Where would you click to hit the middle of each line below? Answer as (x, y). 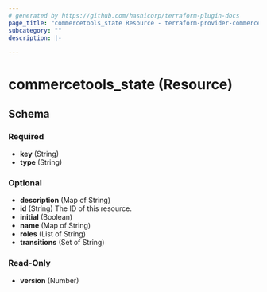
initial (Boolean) (46, 217)
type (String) (41, 162)
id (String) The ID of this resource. (76, 208)
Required (26, 136)
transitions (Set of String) (62, 243)
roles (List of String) (52, 234)
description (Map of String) (65, 201)
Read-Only (30, 263)
